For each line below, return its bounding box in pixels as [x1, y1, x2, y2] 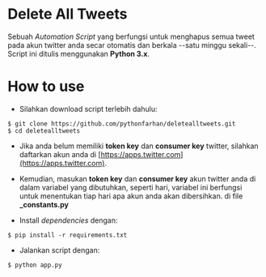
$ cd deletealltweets [7, 126, 81, 134]
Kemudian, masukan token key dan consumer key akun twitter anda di [19, 173, 256, 183]
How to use [7, 78, 85, 96]
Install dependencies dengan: [19, 215, 118, 225]
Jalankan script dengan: [19, 245, 100, 255]
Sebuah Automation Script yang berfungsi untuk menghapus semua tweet [7, 32, 255, 41]
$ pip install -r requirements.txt [7, 231, 128, 239]
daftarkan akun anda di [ [19, 149, 102, 159]
